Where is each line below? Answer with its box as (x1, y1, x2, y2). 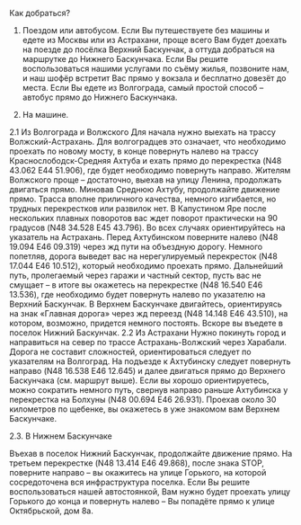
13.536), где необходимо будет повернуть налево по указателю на (9, 289, 266, 299)
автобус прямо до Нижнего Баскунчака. (22, 92, 178, 102)
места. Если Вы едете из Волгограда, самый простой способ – (22, 83, 264, 93)
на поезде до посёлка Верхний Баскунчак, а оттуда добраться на (22, 44, 276, 55)
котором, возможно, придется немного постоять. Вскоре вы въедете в (9, 318, 283, 328)
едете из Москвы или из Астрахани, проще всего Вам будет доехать (22, 35, 288, 45)
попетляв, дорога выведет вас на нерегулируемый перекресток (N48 (9, 251, 279, 262)
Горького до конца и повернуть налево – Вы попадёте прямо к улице (9, 496, 276, 506)
